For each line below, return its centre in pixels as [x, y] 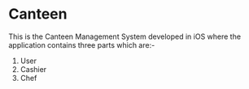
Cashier [33, 69]
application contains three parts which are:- [82, 44]
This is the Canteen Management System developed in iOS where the [125, 36]
